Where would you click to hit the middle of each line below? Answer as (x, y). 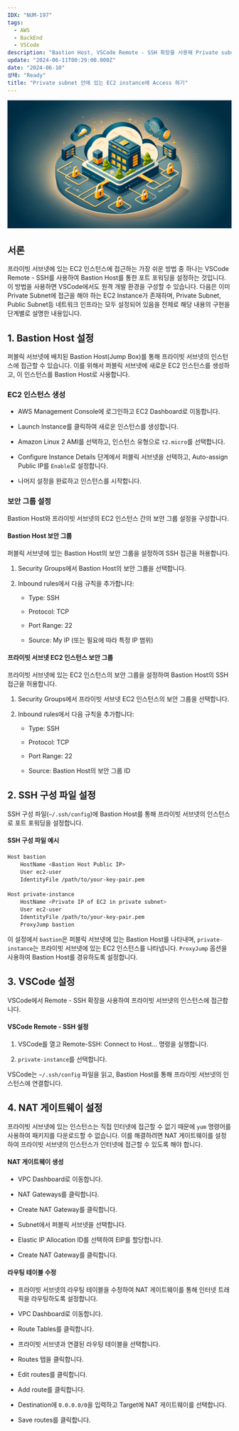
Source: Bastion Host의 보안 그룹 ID (79, 771)
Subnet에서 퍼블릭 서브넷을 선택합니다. (72, 1224)
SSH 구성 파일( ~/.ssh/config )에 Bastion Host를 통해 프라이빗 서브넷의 (107, 814)
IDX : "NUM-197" (30, 15)
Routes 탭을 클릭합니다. (51, 1360)
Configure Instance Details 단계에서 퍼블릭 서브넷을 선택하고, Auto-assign (123, 457)
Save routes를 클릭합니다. (54, 1420)
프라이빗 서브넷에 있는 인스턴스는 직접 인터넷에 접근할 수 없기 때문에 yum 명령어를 (119, 1126)
